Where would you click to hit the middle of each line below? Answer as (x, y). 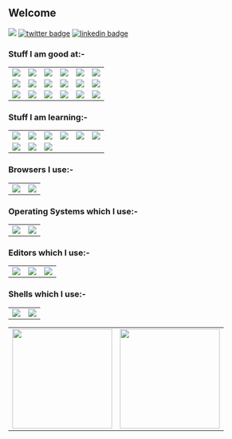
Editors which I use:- (49, 253)
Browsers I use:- (41, 170)
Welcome (32, 13)
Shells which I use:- (47, 294)
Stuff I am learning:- (48, 117)
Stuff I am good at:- (47, 53)
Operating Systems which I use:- (73, 211)
